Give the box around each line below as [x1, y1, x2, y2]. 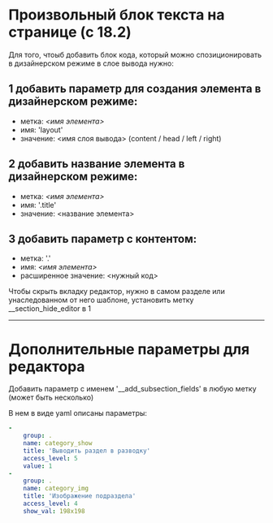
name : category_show [23, 439, 93, 447]
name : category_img [23, 485, 89, 493]
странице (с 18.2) [8, 23, 132, 41]
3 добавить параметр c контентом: [8, 231, 197, 245]
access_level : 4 [23, 499, 79, 508]
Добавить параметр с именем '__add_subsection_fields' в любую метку [8, 384, 257, 394]
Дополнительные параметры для [8, 339, 250, 358]
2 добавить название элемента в [8, 157, 185, 171]
